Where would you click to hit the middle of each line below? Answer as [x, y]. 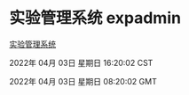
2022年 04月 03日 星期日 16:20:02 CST [81, 62]
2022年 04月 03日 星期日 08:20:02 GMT [83, 81]
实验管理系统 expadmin [95, 18]
